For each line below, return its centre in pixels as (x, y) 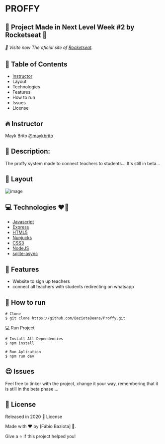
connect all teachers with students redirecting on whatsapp (73, 287)
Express (21, 227)
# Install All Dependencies (34, 339)
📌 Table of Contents (36, 64)
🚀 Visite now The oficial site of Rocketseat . (49, 47)
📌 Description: (28, 151)
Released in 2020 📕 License (34, 417)
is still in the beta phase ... (32, 389)
